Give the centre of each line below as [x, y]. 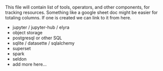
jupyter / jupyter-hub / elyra [41, 27]
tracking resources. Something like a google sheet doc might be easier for [81, 12]
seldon [19, 59]
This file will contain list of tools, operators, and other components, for [77, 7]
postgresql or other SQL [37, 38]
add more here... [29, 64]
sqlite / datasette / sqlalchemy [43, 43]
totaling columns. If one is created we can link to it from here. [68, 18]
